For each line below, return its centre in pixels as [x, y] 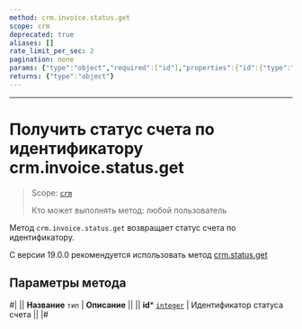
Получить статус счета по [112, 129]
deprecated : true [42, 34]
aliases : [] [31, 43]
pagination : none [42, 59]
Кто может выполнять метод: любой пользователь [129, 210]
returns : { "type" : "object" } [62, 77]
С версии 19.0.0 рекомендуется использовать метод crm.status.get [138, 254]
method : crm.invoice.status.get [70, 18]
